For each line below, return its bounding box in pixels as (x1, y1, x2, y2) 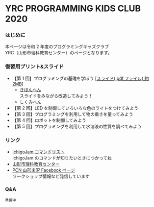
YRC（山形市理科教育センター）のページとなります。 (5, 50, 112, 56)
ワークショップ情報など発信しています (12, 173, 90, 179)
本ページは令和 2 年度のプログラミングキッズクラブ (5, 44, 109, 49)
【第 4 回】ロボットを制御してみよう (12, 117, 87, 123)
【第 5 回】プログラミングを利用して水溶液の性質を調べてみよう (12, 123, 142, 129)
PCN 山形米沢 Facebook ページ (12, 167, 76, 173)
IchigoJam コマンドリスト (12, 149, 65, 155)
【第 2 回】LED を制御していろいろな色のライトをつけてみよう (12, 105, 139, 111)
